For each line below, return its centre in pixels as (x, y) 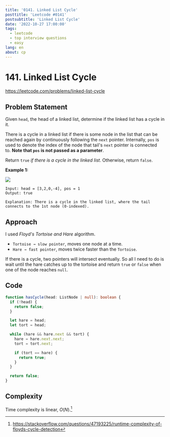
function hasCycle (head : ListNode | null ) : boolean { (63, 297)
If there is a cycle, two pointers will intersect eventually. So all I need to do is (85, 259)
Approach (21, 222)
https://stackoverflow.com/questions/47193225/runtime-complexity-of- (87, 424)
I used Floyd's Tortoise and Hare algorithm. (50, 234)
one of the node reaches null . (37, 270)
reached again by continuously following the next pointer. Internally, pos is (82, 140)
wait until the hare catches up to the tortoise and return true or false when (83, 264)
